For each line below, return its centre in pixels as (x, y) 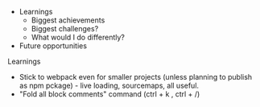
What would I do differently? (78, 37)
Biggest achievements (68, 20)
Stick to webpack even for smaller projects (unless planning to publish (136, 77)
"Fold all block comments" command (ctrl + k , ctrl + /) (109, 94)
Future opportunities (53, 46)
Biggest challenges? (65, 29)
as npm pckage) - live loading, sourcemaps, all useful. (109, 85)
